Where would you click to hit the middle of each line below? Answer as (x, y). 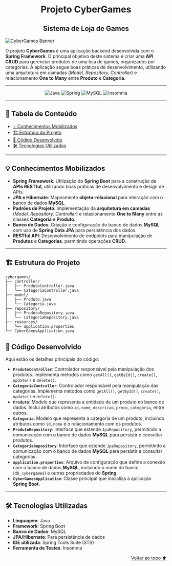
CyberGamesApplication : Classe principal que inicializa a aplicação (82, 479)
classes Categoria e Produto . (44, 219)
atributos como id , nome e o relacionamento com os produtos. (77, 424)
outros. (20, 413)
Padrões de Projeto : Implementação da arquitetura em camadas (81, 208)
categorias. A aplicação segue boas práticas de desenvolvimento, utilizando (86, 67)
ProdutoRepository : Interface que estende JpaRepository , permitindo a (87, 429)
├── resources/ (21, 322)
